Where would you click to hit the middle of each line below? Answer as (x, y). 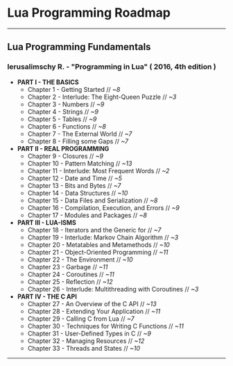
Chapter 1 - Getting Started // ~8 (74, 89)
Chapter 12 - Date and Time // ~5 (75, 178)
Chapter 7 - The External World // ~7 (80, 134)
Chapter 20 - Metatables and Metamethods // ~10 (98, 244)
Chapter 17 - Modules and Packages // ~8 (87, 215)
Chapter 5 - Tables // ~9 (62, 119)
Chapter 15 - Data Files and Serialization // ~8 (93, 200)
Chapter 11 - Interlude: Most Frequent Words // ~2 (98, 170)
